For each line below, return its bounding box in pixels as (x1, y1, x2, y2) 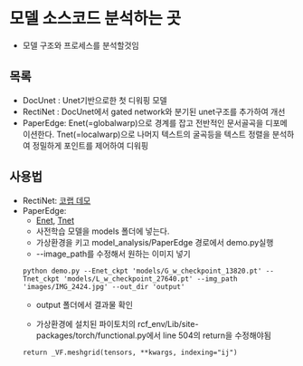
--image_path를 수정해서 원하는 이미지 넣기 (35, 248, 192, 259)
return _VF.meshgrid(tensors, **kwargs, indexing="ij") (22, 348, 238, 357)
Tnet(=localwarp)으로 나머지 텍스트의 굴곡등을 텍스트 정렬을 (56, 129, 270, 140)
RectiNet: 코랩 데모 (22, 195, 91, 206)
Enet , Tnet (35, 215, 75, 226)
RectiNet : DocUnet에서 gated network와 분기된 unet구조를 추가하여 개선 (22, 106, 286, 117)
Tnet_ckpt (22, 274, 61, 284)
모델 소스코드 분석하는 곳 (9, 8, 182, 29)
